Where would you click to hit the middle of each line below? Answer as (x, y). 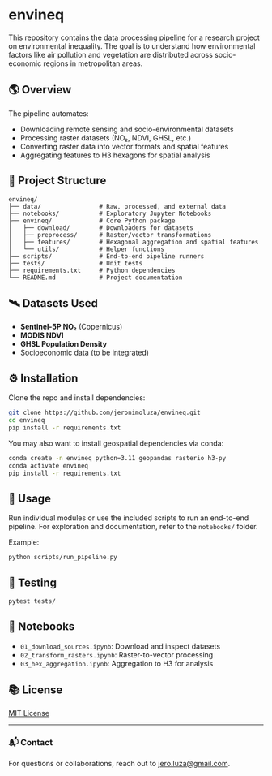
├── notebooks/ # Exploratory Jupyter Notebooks (110, 213)
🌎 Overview (40, 90)
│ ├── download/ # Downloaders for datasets (101, 228)
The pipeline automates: (49, 113)
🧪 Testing (33, 582)
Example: (24, 542)
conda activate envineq (49, 466)
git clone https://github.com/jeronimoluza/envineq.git (104, 413)
